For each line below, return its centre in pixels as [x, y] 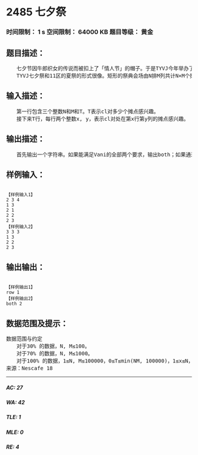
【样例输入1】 [21, 195]
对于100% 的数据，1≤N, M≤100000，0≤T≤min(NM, [80, 361]
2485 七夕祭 [36, 12]
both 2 [14, 304]
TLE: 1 [14, 417]
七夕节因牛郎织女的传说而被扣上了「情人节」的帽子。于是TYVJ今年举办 [103, 68]
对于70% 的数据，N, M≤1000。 [55, 353]
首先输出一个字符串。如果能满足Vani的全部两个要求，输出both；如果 [101, 154]
